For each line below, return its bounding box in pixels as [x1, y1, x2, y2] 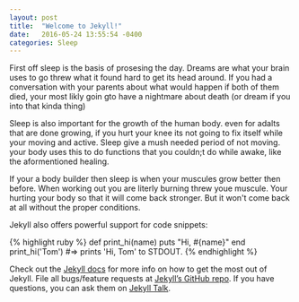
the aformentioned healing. [9, 156, 110, 167]
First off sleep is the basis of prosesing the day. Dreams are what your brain [9, 63, 290, 73]
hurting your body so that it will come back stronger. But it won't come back [9, 193, 290, 203]
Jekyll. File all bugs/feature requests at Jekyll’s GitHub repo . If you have [9, 273, 275, 284]
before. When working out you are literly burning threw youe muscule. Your [9, 183, 288, 194]
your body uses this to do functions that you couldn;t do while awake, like [9, 147, 282, 158]
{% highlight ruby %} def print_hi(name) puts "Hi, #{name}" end [9, 237, 246, 247]
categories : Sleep [9, 38, 78, 47]
